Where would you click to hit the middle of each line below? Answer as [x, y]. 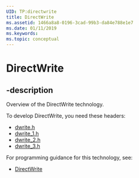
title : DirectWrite [30, 17]
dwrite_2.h [28, 140]
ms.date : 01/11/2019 [32, 28]
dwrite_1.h [27, 133]
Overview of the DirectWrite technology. [55, 104]
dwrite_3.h [27, 146]
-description [30, 90]
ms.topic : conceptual [33, 39]
